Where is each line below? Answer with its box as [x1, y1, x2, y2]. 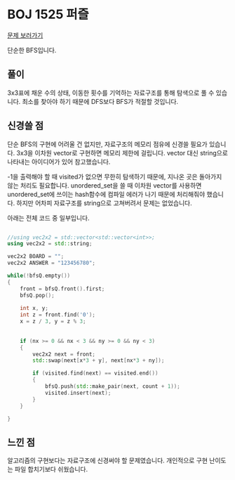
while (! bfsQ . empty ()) [7, 272, 71, 280]
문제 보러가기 [7, 31, 43, 39]
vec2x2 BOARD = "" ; [7, 253, 65, 260]
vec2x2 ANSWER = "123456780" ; [7, 259, 96, 267]
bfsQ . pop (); [20, 292, 55, 299]
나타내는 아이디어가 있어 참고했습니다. [7, 157, 111, 166]
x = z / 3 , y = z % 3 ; [20, 318, 86, 325]
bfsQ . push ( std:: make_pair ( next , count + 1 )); [44, 383, 180, 390]
